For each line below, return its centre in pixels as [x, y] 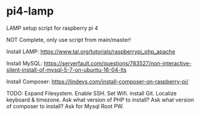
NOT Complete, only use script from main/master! [69, 39]
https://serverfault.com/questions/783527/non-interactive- [117, 63]
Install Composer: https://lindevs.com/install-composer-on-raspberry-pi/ [98, 81]
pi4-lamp [30, 11]
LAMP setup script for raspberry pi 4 [52, 28]
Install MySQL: [24, 63]
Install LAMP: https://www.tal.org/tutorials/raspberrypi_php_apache [91, 51]
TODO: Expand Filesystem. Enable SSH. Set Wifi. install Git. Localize [91, 93]
